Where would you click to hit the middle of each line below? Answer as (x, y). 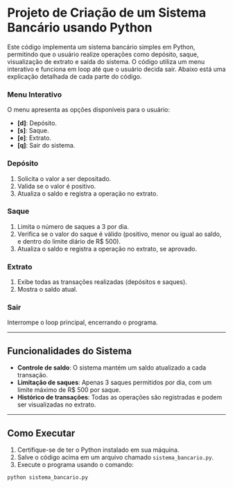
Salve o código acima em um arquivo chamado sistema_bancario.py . (115, 457)
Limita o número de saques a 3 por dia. (73, 226)
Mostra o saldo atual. (47, 290)
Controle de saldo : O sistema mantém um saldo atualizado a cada (112, 368)
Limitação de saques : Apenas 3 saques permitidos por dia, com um (114, 383)
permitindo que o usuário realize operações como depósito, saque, (103, 54)
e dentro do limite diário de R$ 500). (69, 241)
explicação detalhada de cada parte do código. (75, 76)
